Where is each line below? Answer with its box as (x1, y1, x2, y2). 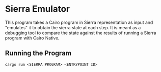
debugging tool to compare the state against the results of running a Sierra (5, 30, 156, 36)
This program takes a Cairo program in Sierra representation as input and (5, 19, 153, 25)
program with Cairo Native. (5, 35, 60, 41)
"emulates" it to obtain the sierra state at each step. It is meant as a (5, 24, 141, 30)
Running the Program (5, 49, 72, 57)
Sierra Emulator (5, 3, 70, 15)
